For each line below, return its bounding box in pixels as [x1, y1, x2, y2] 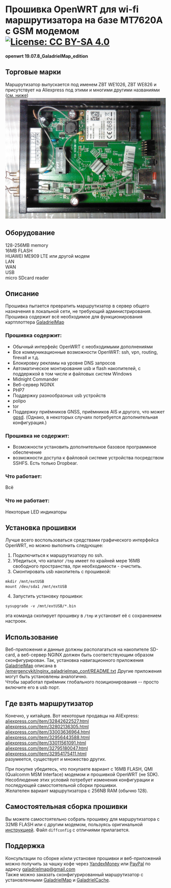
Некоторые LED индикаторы [5, 509, 67, 515]
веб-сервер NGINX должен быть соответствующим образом [21, 652, 154, 658]
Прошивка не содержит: [5, 432, 70, 439]
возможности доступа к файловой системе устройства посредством [12, 454, 164, 460]
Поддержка [5, 842, 45, 850]
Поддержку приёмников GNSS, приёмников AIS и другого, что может [12, 408, 165, 414]
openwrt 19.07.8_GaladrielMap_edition [5, 53, 88, 59]
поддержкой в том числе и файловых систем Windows [12, 371, 132, 377]
